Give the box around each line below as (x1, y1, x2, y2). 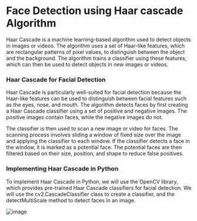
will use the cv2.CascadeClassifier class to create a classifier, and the (6, 191, 175, 198)
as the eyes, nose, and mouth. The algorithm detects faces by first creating (6, 101, 188, 108)
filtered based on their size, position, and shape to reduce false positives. (6, 150, 184, 157)
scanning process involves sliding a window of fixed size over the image (6, 131, 181, 138)
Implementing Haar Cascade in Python (6, 165, 119, 173)
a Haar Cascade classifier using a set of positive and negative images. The (6, 107, 187, 115)
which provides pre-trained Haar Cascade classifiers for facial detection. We (6, 184, 192, 191)
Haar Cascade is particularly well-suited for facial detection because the (6, 89, 182, 96)
